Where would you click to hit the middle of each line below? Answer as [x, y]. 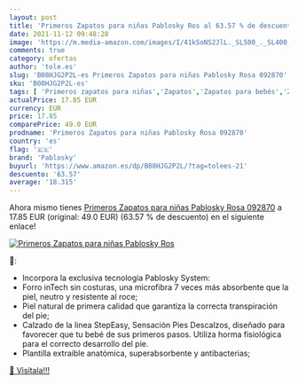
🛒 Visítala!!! [30, 371]
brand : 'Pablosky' [43, 157]
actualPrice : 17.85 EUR [53, 100]
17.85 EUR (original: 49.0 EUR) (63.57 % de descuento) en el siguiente [137, 217]
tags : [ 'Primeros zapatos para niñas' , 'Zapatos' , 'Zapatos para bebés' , [146, 91]
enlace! [23, 226]
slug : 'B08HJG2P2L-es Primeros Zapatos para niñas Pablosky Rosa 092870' [149, 75]
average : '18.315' [43, 183]
